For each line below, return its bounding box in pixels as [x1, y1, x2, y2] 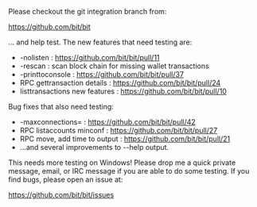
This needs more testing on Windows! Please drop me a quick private [8, 158, 236, 167]
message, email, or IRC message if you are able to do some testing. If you [8, 167, 250, 175]
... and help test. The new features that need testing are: [8, 37, 193, 47]
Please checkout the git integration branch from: [8, 7, 167, 16]
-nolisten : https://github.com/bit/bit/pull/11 [19, 53, 161, 62]
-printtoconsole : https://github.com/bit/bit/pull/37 [19, 70, 185, 79]
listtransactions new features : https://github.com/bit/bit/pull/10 [19, 86, 227, 96]
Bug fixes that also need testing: [8, 102, 114, 111]
